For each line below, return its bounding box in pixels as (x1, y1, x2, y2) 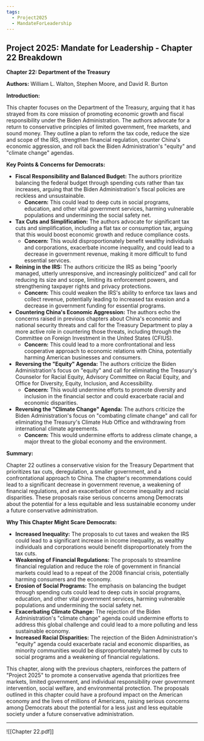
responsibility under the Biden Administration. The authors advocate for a (6, 117, 190, 124)
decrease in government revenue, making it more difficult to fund (24, 250, 187, 258)
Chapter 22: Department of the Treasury (6, 68, 110, 76)
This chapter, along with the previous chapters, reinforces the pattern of (6, 665, 187, 673)
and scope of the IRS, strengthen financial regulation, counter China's (6, 136, 181, 144)
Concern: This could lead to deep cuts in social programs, (24, 198, 171, 206)
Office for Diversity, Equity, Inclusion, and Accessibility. (15, 380, 154, 387)
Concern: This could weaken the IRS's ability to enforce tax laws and (24, 289, 197, 297)
